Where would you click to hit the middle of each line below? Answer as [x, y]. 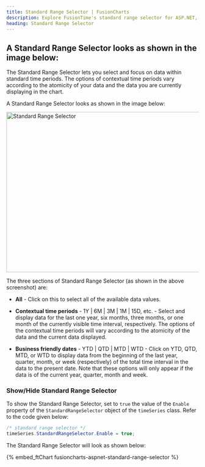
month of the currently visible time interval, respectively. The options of [105, 324]
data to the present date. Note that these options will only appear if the [104, 368]
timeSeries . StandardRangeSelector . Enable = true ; [71, 434]
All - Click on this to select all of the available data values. [88, 299]
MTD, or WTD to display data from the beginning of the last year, [96, 355]
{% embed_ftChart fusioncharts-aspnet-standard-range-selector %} [92, 457]
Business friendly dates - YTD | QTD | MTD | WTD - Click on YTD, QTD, [106, 349]
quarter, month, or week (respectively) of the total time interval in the [102, 362]
